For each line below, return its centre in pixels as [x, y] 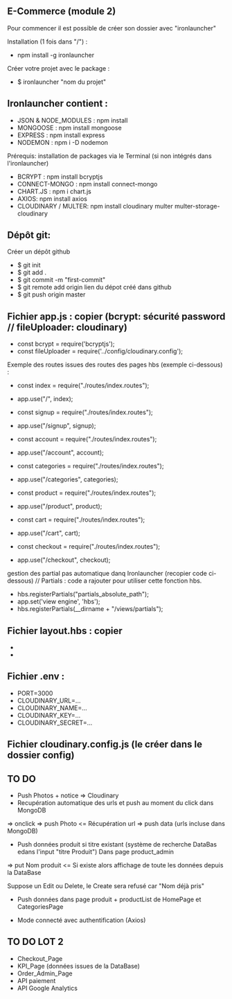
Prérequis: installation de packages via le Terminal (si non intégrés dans [110, 156]
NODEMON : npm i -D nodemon [63, 142]
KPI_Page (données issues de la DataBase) [79, 966]
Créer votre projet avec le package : [59, 68]
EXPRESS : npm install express [61, 135]
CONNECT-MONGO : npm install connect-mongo [87, 184]
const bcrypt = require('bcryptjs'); [66, 344]
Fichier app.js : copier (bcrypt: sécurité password [116, 316]
